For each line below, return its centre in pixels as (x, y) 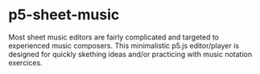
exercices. (25, 63)
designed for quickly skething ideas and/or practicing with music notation (130, 54)
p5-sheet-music (64, 15)
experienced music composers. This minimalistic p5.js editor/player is (124, 45)
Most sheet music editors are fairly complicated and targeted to (114, 37)
